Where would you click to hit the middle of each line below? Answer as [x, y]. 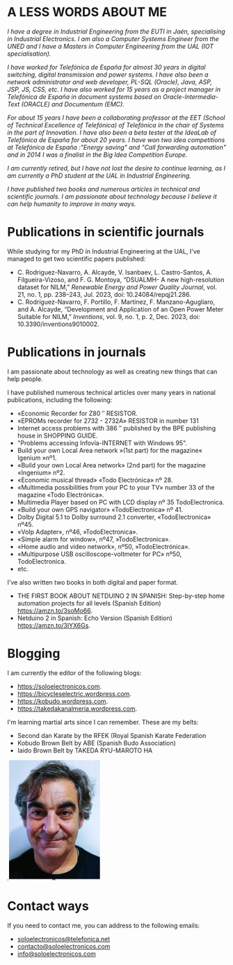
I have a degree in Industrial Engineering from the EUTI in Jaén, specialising [116, 31]
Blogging [34, 654]
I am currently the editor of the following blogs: [74, 672]
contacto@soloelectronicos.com [64, 946]
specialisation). [29, 54]
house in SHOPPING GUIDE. [57, 435]
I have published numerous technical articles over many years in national [112, 392]
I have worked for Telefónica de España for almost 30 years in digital [106, 67]
